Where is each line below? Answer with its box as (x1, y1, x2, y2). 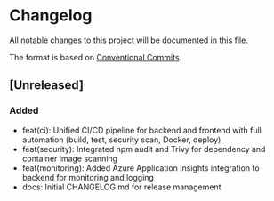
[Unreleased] (9, 77, 85, 93)
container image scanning (21, 153, 118, 164)
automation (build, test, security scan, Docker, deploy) (21, 134, 222, 145)
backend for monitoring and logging (21, 172, 154, 182)
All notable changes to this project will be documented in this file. (9, 35, 249, 45)
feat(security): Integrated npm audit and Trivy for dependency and (21, 143, 266, 154)
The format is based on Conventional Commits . (9, 52, 182, 62)
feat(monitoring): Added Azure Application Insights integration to (21, 162, 260, 173)
